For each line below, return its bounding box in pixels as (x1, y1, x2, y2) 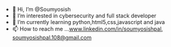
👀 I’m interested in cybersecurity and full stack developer (12, 12, 157, 19)
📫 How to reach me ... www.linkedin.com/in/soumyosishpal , (12, 25, 164, 33)
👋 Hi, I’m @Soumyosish (12, 6, 71, 13)
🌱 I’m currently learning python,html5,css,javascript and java (12, 19, 165, 25)
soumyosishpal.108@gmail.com (12, 34, 92, 41)
